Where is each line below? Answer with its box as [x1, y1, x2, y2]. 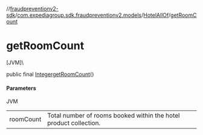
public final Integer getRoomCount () [6, 71, 94, 78]
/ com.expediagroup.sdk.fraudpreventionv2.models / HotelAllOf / [14, 11, 171, 19]
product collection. [47, 119, 101, 127]
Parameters [6, 84, 36, 92]
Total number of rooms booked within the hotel [47, 111, 180, 120]
